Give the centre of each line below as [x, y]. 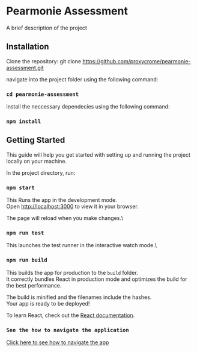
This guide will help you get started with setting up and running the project [98, 154]
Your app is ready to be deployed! [48, 303]
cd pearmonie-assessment [43, 94]
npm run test [25, 233]
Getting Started [36, 140]
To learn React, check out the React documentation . [71, 315]
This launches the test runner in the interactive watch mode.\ [82, 245]
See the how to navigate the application [68, 330]
